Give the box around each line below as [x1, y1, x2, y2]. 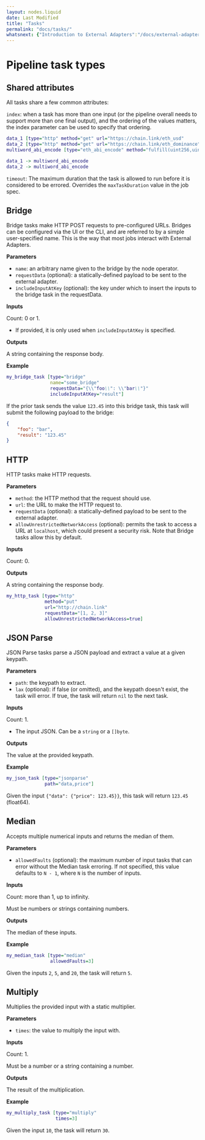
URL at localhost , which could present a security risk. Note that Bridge [15, 527, 194, 535]
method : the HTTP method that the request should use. [15, 494, 151, 502]
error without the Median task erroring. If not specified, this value [15, 863, 179, 870]
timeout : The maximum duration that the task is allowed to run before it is [6, 175, 190, 182]
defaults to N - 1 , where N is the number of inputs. [15, 869, 142, 877]
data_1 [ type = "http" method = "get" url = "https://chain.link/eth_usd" [6, 135, 184, 142]
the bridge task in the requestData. [15, 291, 103, 298]
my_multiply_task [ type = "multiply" [6, 1110, 97, 1116]
